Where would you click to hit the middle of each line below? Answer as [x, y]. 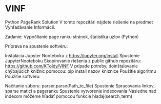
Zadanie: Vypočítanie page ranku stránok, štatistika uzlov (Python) [72, 37]
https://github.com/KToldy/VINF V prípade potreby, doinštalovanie [71, 66]
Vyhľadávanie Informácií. [30, 27]
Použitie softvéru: [23, 76]
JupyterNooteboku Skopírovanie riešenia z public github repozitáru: [73, 61]
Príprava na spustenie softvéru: [37, 46]
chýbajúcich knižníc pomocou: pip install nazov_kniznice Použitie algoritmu [80, 71]
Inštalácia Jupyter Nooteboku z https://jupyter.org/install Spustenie [72, 55]
